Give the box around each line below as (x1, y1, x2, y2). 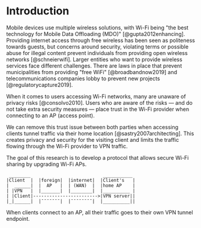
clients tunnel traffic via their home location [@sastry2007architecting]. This (6, 130, 194, 137)
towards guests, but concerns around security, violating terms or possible (6, 43, 189, 50)
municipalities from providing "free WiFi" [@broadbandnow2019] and (6, 68, 178, 75)
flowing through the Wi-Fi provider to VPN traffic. (6, 142, 128, 150)
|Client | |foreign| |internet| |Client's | (6, 177, 136, 183)
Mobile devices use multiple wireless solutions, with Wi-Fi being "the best (6, 24, 189, 31)
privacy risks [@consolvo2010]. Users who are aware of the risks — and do (6, 99, 193, 106)
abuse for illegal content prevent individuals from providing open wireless (6, 49, 188, 56)
